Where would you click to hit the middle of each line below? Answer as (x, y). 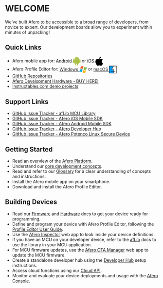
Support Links (27, 102)
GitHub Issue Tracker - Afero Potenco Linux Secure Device (71, 134)
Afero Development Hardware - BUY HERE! (55, 81)
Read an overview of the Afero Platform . (52, 161)
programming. (26, 219)
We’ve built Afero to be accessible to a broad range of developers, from (77, 22)
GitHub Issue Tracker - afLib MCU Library (54, 113)
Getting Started (29, 149)
